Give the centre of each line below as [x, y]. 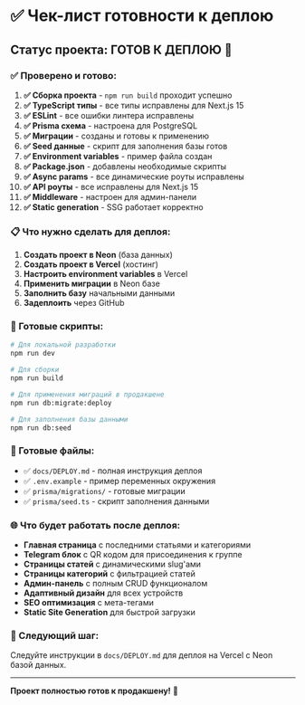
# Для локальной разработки [63, 345]
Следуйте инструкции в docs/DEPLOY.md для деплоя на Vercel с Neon [142, 655]
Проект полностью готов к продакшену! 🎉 [95, 691]
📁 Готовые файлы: [52, 451]
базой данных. [38, 665]
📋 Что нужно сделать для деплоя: [91, 232]
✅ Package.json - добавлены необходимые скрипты [125, 166]
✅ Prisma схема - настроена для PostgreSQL [110, 125]
